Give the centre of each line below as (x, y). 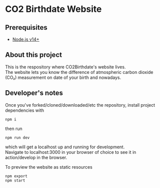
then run (14, 128)
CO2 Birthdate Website (53, 9)
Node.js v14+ (26, 39)
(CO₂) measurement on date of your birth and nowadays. (63, 77)
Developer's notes (34, 93)
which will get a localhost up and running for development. (65, 147)
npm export (16, 176)
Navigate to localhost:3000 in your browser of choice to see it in (71, 152)
